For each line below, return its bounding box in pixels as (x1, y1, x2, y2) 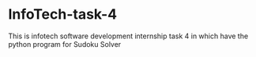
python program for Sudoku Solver (8, 39, 122, 48)
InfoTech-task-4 (8, 5, 117, 23)
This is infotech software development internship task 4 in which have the (8, 31, 249, 41)
